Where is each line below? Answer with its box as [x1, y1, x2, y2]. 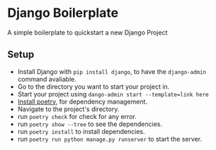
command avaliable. [17, 75, 76, 83]
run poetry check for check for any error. [17, 112, 137, 120]
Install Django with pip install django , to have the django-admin [17, 67, 207, 75]
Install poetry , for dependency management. [17, 97, 147, 106]
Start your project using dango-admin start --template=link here [17, 89, 209, 98]
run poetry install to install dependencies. [17, 127, 145, 135]
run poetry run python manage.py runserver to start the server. [17, 135, 203, 143]
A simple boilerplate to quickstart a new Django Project [7, 28, 168, 37]
